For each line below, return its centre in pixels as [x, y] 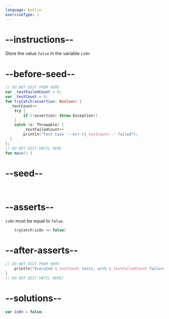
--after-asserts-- [41, 251]
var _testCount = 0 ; [27, 97]
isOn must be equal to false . [35, 221]
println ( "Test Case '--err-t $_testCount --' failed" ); [81, 134]
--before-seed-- [40, 74]
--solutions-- [33, 298]
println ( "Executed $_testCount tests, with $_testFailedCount [81, 269]
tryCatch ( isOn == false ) [40, 230]
